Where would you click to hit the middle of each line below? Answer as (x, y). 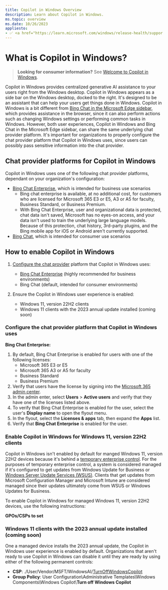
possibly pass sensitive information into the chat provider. (64, 145)
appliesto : (16, 29)
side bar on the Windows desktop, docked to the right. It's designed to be (81, 97)
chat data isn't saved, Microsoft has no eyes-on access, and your (87, 215)
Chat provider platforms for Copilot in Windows (80, 161)
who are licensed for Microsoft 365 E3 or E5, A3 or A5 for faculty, (87, 199)
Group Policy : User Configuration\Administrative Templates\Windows (84, 577)
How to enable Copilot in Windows (60, 252)
